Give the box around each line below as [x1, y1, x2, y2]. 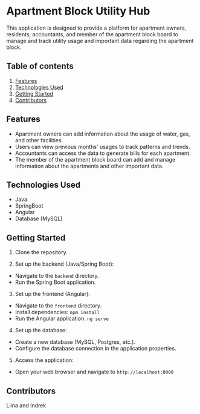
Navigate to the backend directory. [15, 272, 99, 280]
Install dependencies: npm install [15, 309, 100, 316]
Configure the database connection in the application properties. [15, 345, 176, 352]
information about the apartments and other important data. [15, 162, 164, 169]
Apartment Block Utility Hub [6, 4, 150, 18]
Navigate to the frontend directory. [15, 302, 102, 309]
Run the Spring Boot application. [15, 278, 96, 286]
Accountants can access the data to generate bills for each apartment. [15, 149, 191, 157]
